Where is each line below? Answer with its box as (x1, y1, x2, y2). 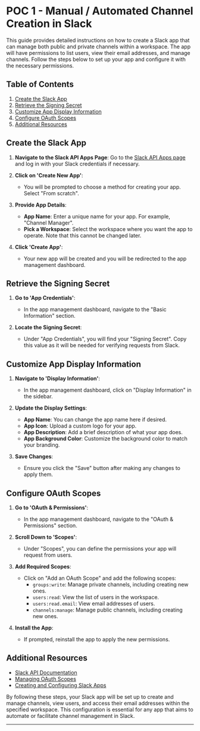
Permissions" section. (23, 522, 77, 529)
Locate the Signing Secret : (14, 324, 82, 331)
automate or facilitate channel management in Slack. (6, 712, 135, 719)
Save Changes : (14, 453, 54, 460)
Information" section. (23, 312, 76, 320)
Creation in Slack (6, 17, 92, 30)
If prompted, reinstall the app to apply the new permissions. (23, 636, 170, 643)
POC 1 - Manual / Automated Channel (6, 4, 193, 18)
